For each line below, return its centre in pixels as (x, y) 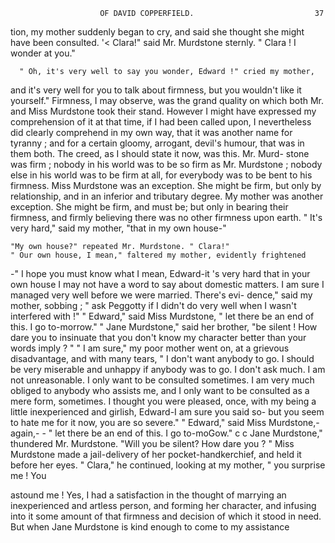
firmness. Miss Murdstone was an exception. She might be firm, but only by (166, 185)
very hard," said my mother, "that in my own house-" (118, 228)
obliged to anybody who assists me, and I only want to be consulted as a (160, 390)
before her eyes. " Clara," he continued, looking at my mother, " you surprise (168, 465)
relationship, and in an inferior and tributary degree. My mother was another (167, 196)
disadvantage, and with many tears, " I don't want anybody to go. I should (162, 358)
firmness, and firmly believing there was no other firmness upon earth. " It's (166, 217)
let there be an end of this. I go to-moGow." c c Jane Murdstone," (188, 433)
